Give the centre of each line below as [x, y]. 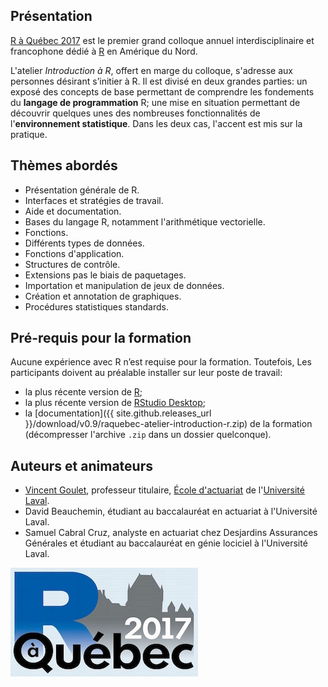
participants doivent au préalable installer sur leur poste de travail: [146, 373]
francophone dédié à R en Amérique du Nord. [104, 51]
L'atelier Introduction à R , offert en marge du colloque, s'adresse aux [151, 70]
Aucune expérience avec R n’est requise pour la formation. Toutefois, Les [161, 362]
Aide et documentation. [73, 211]
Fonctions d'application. [74, 253]
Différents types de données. [84, 243]
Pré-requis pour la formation [101, 338]
